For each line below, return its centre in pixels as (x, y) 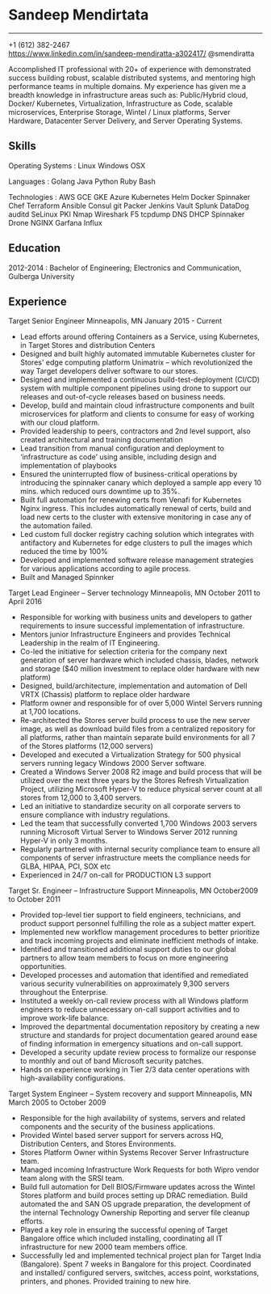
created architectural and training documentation (101, 440)
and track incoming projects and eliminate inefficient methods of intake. (139, 941)
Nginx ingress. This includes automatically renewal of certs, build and (135, 509)
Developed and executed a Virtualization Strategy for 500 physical (130, 755)
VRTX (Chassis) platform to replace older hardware (105, 695)
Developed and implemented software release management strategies (137, 560)
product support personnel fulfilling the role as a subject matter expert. (138, 924)
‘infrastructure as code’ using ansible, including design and (118, 457)
